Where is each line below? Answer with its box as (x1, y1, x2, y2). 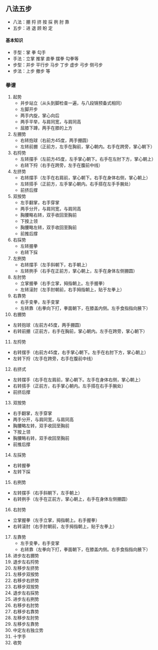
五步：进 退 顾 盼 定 (12, 25, 53, 31)
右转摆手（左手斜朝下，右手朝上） (20, 262, 90, 268)
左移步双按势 (12, 571, 39, 577)
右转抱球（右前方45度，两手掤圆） (20, 137, 91, 143)
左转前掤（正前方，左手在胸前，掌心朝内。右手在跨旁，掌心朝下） (20, 144, 155, 150)
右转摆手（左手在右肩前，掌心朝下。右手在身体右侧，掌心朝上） (20, 175, 151, 181)
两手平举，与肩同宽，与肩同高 (20, 119, 81, 125)
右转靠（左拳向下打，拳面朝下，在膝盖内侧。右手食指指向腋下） (20, 547, 151, 553)
